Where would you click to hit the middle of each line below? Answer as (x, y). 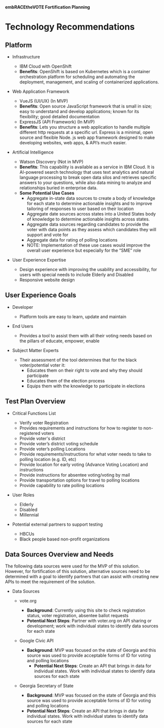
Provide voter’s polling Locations (52, 449)
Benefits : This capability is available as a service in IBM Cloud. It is (87, 167)
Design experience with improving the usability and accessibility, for (88, 269)
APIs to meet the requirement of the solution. (50, 582)
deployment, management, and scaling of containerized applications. (89, 82)
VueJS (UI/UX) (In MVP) (44, 101)
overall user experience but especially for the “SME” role (84, 250)
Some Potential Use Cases (47, 193)
